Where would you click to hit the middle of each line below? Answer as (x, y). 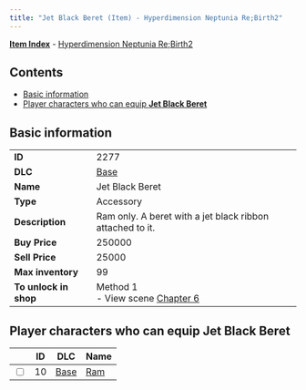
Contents (36, 72)
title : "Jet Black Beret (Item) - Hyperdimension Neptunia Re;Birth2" (146, 18)
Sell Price (35, 258)
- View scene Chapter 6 (148, 299)
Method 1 (117, 287)
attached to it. (126, 228)
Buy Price (36, 242)
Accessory (119, 201)
